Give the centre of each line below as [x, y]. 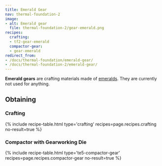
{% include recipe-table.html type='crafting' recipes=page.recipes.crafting [81, 124]
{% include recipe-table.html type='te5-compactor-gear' [63, 153]
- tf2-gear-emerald [29, 42]
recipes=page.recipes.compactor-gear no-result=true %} [63, 158]
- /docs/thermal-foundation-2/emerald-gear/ [51, 65]
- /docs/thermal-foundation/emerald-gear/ [49, 60]
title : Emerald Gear [26, 10]
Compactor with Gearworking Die [46, 142]
